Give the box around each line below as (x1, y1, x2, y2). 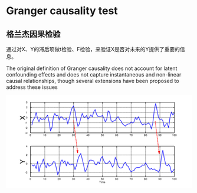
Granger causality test (6, 4, 118, 18)
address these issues (6, 84, 58, 91)
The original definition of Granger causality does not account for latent (6, 65, 178, 72)
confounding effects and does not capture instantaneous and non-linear (6, 71, 182, 78)
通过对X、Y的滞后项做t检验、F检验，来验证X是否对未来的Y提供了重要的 (6, 46, 180, 52)
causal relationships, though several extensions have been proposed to (6, 78, 179, 84)
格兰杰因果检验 (6, 29, 61, 39)
